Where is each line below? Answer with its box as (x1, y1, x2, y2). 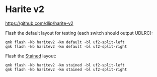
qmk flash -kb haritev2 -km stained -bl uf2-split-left (5, 62, 125, 67)
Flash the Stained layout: (5, 53, 56, 59)
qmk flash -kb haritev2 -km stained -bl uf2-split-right (5, 67, 127, 72)
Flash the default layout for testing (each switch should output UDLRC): (5, 30, 153, 36)
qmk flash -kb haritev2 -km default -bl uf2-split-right (5, 44, 127, 49)
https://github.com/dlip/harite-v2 (5, 20, 74, 26)
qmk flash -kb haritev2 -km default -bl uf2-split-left (5, 39, 125, 45)
